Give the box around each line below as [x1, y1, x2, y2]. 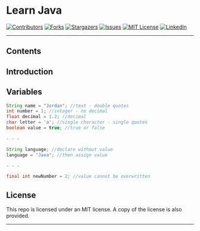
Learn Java [6, 4, 62, 17]
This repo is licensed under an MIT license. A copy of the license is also [6, 206, 182, 213]
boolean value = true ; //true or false [6, 125, 105, 131]
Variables [6, 87, 43, 97]
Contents [6, 46, 42, 57]
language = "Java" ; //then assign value [6, 152, 108, 158]
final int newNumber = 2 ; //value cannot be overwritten [6, 174, 151, 180]
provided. [6, 212, 30, 220]
